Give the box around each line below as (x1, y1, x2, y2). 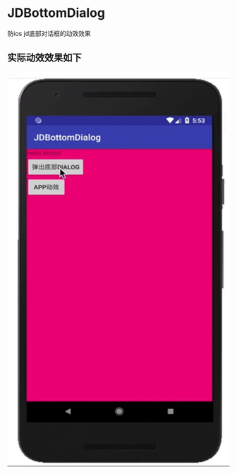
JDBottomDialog (7, 5, 106, 21)
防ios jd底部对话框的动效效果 (7, 29, 92, 37)
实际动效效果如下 (7, 51, 82, 64)
